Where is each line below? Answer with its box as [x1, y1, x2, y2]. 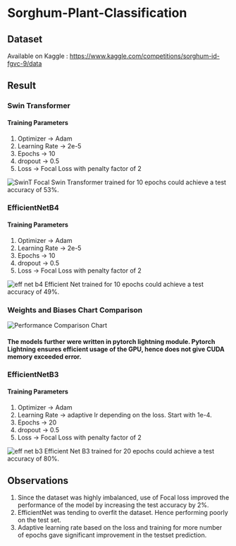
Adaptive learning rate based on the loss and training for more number [17, 523, 223, 532]
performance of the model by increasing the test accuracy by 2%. [17, 501, 209, 509]
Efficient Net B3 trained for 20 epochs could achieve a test [44, 446, 215, 455]
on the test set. [17, 516, 62, 524]
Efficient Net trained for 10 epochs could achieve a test [44, 280, 204, 288]
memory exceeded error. [7, 352, 82, 361]
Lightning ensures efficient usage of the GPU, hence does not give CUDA [7, 345, 225, 353]
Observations [7, 475, 69, 487]
